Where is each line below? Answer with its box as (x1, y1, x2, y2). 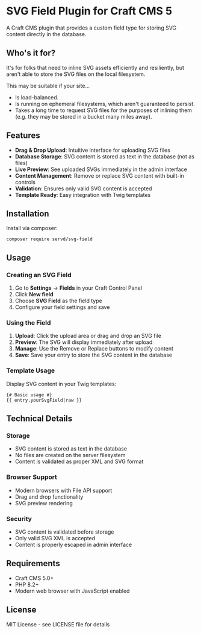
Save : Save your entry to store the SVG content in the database (14, 351, 173, 359)
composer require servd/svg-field (6, 236, 93, 242)
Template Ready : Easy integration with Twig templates (14, 191, 151, 198)
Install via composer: (6, 225, 58, 232)
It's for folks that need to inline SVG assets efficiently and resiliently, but (6, 64, 185, 71)
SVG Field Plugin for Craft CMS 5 (6, 4, 173, 18)
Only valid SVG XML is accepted (14, 534, 96, 541)
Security (6, 514, 32, 523)
